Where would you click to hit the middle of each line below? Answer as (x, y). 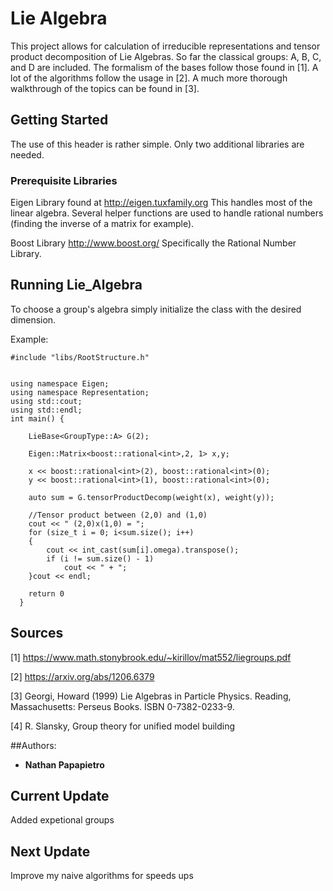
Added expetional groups (62, 820)
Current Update (60, 796)
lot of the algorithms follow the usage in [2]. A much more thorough (149, 78)
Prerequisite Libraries (64, 180)
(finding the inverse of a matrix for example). (102, 224)
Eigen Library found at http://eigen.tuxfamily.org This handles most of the (161, 203)
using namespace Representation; (80, 392)
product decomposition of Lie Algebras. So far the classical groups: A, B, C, (166, 56)
